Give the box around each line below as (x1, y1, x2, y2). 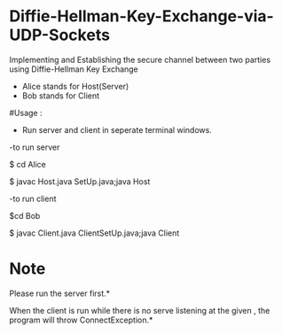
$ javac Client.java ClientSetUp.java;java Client (9, 228, 180, 238)
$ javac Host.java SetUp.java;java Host (9, 175, 151, 187)
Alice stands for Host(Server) (21, 81, 129, 91)
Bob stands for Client (21, 90, 100, 101)
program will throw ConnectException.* (9, 315, 153, 325)
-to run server (9, 142, 60, 152)
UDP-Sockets (9, 25, 111, 45)
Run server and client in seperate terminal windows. (21, 124, 213, 135)
